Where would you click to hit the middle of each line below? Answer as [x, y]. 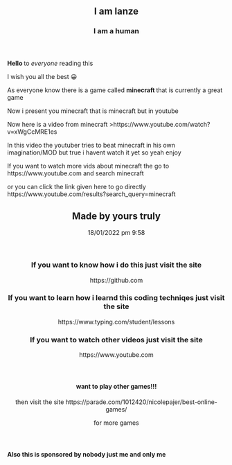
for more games [116, 423]
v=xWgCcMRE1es [32, 132]
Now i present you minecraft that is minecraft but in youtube [93, 111]
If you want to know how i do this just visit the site [116, 265]
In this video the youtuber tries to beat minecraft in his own [91, 146]
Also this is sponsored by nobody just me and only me [87, 454]
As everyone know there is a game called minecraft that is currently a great [115, 90]
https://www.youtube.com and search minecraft [75, 173]
